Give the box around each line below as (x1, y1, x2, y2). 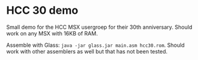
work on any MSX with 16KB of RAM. (6, 29, 98, 37)
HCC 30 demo (6, 4, 79, 17)
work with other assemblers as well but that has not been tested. (6, 47, 168, 55)
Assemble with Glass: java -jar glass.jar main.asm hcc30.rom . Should (6, 41, 185, 49)
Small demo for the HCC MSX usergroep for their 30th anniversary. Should (6, 23, 193, 31)
